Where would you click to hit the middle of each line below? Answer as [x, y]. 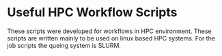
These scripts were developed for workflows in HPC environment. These [109, 31]
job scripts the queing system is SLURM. [64, 45]
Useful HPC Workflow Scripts [92, 12]
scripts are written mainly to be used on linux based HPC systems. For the [111, 38]
